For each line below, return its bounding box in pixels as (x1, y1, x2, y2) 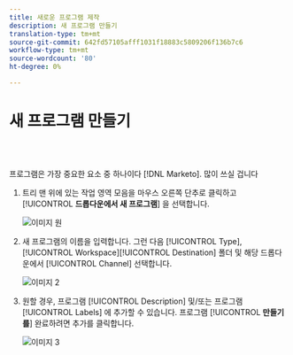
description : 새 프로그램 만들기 (9, 21, 118, 30)
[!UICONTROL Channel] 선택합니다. (45, 258, 173, 268)
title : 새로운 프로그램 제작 (9, 12, 100, 22)
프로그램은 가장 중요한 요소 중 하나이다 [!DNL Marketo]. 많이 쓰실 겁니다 (9, 168, 258, 179)
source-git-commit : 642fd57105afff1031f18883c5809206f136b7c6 (9, 37, 243, 47)
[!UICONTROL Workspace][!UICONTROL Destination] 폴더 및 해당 (21, 247, 259, 258)
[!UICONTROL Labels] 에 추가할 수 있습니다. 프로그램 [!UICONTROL (21, 306, 261, 317)
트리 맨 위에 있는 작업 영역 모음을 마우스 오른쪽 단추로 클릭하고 (21, 187, 237, 197)
